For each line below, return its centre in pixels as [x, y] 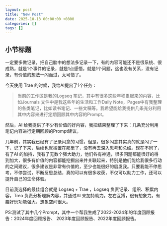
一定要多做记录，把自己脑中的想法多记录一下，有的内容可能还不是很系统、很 [83, 62]
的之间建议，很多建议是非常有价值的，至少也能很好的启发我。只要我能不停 [81, 166]
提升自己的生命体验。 [27, 178]
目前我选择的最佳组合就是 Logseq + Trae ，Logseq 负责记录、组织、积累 [80, 189]
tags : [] [14, 28]
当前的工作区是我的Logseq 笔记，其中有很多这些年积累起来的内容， [86, 96]
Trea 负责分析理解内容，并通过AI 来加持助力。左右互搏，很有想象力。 [85, 195]
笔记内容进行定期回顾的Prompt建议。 [43, 131]
